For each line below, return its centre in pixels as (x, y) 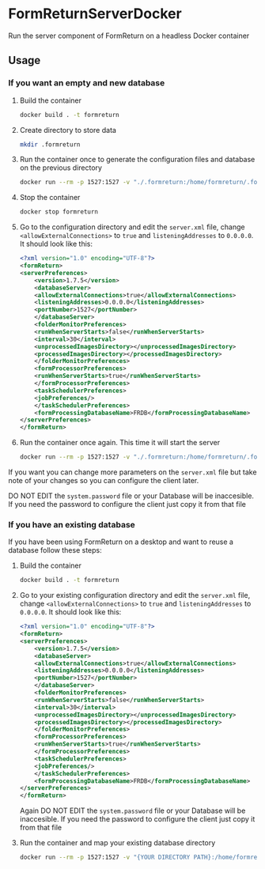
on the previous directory (61, 168)
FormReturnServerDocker (95, 14)
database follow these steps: (55, 550)
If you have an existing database (72, 524)
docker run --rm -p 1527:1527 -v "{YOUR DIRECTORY (105, 858)
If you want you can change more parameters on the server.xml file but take (132, 472)
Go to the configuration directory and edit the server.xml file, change (132, 227)
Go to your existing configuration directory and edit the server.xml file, (135, 595)
